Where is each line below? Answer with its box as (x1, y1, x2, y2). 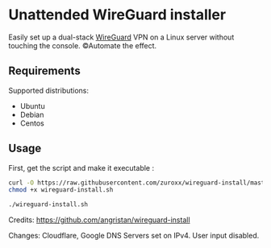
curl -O (8, 179, 35, 187)
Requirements (8, 64, 81, 78)
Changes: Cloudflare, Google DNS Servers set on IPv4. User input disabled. (8, 231, 260, 241)
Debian (19, 110, 44, 119)
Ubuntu (19, 101, 46, 110)
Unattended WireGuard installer (8, 6, 227, 24)
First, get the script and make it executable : (8, 163, 155, 172)
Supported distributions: (8, 85, 90, 95)
